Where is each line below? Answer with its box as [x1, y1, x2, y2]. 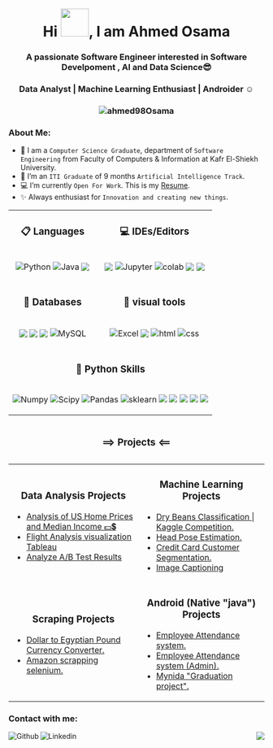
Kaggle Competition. [155, 521, 234, 533]
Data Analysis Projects [20, 489, 126, 502]
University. [19, 163, 57, 172]
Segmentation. [155, 552, 212, 563]
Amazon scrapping [26, 654, 99, 666]
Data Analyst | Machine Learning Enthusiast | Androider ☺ [19, 84, 254, 95]
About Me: [8, 127, 51, 138]
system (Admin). [155, 660, 219, 672]
